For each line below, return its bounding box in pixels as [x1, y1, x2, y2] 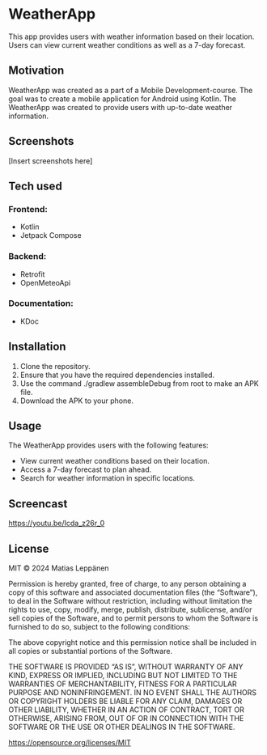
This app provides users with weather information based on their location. [8, 32, 255, 41]
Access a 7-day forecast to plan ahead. [19, 464, 152, 474]
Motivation [8, 64, 65, 78]
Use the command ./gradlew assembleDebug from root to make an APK [19, 378, 259, 388]
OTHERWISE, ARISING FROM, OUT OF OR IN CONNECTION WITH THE [8, 714, 244, 723]
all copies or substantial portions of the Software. [8, 647, 172, 656]
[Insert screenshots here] [8, 155, 93, 166]
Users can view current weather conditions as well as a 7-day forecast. [8, 40, 246, 49]
